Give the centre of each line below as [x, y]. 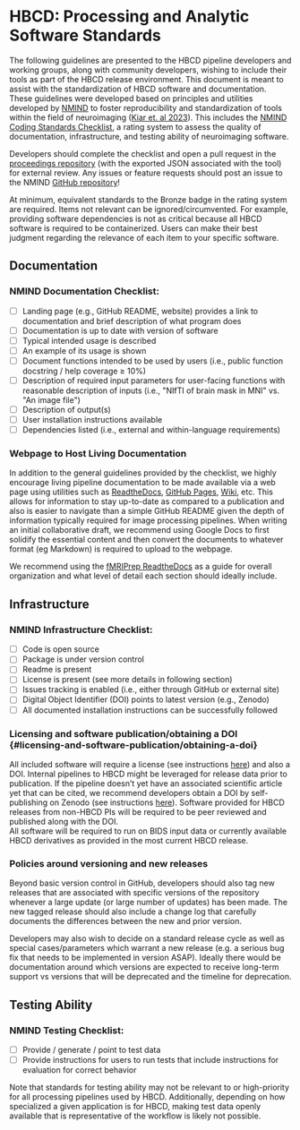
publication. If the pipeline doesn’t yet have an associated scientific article [146, 783]
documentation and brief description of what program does [132, 321]
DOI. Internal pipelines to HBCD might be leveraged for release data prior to [149, 774]
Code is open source [61, 649]
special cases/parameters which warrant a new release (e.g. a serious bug [147, 948]
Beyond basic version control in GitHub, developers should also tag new [142, 883]
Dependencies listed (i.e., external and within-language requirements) [151, 430]
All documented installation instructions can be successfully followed [150, 710]
